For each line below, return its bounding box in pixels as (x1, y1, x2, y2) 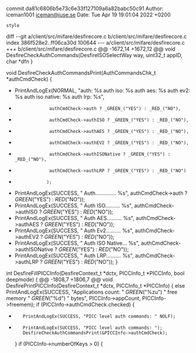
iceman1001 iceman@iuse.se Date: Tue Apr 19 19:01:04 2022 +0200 (6, 11, 171, 18)
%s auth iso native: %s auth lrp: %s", (14, 94, 105, 100)
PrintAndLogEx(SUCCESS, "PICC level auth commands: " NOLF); (22, 314, 176, 319)
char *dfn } (6, 58, 34, 65)
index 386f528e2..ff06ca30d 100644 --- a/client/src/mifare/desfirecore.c (6, 39, 185, 46)
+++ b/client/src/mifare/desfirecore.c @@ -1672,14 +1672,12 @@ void (6, 45, 175, 52)
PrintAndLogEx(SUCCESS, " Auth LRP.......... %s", (14, 252, 134, 259)
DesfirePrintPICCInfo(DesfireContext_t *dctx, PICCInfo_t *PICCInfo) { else (6, 282, 185, 289)
